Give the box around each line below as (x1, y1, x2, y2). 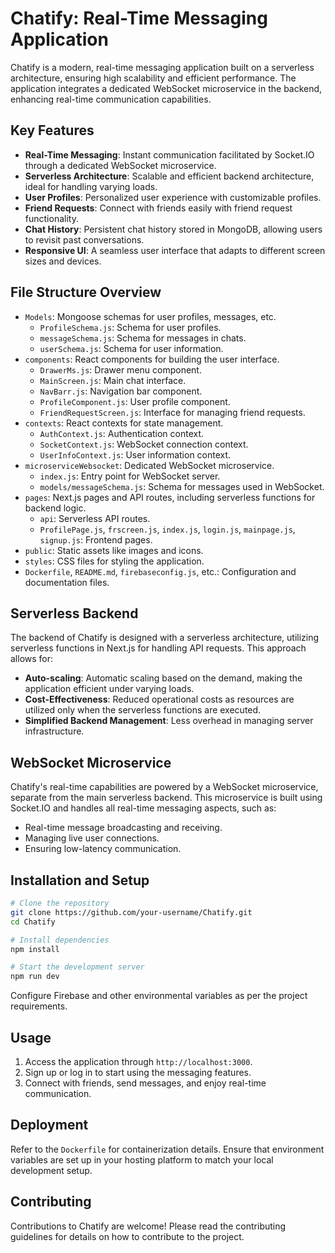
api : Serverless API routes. (39, 512, 151, 524)
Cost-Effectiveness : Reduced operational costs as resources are (24, 693, 295, 706)
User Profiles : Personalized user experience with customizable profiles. (24, 191, 322, 203)
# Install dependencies (10, 935, 110, 945)
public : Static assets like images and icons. (24, 544, 204, 556)
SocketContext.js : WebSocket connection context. (39, 438, 249, 450)
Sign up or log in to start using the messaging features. (24, 1066, 252, 1078)
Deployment (10, 1117, 89, 1134)
